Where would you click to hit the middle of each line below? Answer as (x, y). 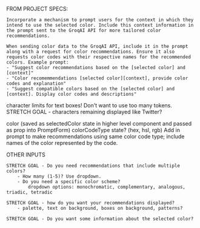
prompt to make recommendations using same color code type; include (95, 136)
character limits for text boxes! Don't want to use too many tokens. (89, 105)
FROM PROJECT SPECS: (37, 9)
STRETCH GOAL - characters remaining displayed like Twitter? (84, 112)
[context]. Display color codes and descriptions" (72, 94)
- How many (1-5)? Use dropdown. (59, 176)
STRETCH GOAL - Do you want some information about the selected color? (100, 219)
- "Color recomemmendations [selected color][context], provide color (97, 78)
